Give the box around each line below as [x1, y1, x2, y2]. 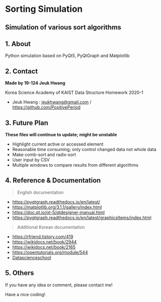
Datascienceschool [12, 254, 52, 260]
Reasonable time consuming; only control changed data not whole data [12, 147, 157, 152]
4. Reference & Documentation [5, 176, 101, 185]
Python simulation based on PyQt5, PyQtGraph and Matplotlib [5, 53, 130, 59]
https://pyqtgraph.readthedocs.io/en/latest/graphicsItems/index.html [12, 214, 152, 220]
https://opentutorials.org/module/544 [12, 249, 88, 255]
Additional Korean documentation [17, 224, 85, 230]
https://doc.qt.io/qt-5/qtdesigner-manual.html [12, 209, 105, 215]
